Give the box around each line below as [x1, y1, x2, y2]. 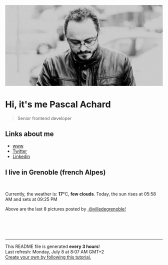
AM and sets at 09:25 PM [5, 196, 57, 202]
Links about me [5, 129, 54, 138]
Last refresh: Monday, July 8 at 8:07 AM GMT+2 [5, 249, 104, 255]
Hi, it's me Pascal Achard [5, 98, 111, 110]
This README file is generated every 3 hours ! [5, 243, 100, 249]
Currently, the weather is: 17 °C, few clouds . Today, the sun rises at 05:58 [5, 191, 156, 197]
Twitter [12, 148, 27, 154]
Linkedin [12, 153, 30, 159]
